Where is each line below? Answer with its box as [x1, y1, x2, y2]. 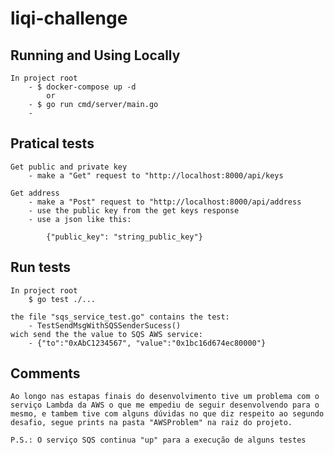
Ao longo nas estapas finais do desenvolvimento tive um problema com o [10, 392, 320, 402]
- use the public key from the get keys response [28, 205, 240, 216]
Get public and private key [10, 162, 128, 172]
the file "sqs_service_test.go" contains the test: [10, 312, 230, 322]
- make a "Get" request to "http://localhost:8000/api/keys [28, 170, 284, 181]
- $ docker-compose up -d [28, 82, 137, 92]
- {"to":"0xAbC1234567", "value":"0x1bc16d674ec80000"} [28, 338, 267, 348]
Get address [10, 188, 60, 198]
